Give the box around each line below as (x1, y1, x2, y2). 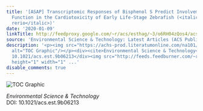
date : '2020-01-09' (6, 25, 56, 32)
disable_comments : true (6, 64, 66, 71)
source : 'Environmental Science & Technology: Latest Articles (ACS (6, 37, 182, 43)
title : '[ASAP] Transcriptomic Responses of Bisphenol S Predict (6, 8, 174, 15)
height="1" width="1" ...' (11, 59, 80, 65)
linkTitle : (6, 31, 34, 37)
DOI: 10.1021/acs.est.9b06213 (6, 99, 80, 106)
